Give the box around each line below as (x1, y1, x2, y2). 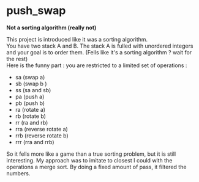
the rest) (6, 55, 28, 62)
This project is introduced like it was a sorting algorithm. (6, 35, 148, 43)
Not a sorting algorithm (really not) (6, 24, 97, 31)
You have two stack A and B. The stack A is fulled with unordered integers (6, 42, 193, 49)
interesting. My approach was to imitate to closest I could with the (6, 156, 173, 164)
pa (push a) (15, 93, 45, 100)
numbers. (6, 169, 31, 177)
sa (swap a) (15, 73, 45, 81)
